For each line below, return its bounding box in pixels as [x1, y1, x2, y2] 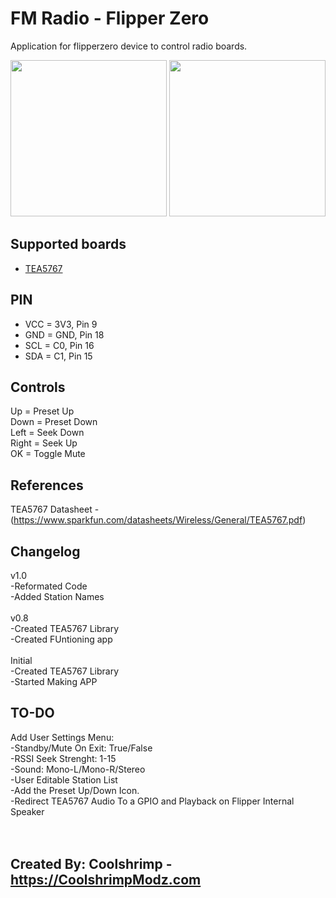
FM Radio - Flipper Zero [10, 7, 210, 30]
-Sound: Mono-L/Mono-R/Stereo [10, 763, 146, 775]
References [10, 477, 84, 494]
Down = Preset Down [10, 416, 98, 428]
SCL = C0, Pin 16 [24, 339, 95, 351]
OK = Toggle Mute [10, 448, 86, 460]
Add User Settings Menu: [10, 731, 115, 743]
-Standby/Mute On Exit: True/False [10, 742, 153, 754]
